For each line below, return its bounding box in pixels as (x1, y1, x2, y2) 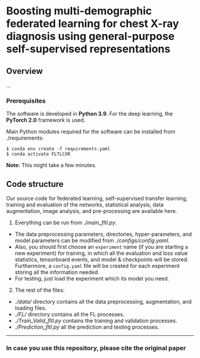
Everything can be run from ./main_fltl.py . (14, 219, 117, 226)
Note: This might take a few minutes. (6, 162, 97, 169)
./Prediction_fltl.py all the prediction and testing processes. (14, 323, 160, 331)
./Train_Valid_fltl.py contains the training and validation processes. (14, 317, 177, 325)
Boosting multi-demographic (6, 4, 152, 18)
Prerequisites (6, 97, 46, 105)
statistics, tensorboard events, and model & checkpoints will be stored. (14, 256, 189, 263)
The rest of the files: (14, 286, 65, 294)
